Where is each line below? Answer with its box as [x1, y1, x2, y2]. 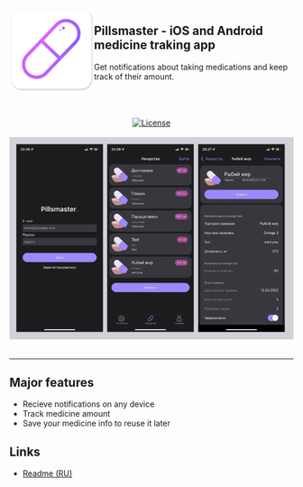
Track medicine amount [22, 409, 111, 419]
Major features [9, 374, 95, 390]
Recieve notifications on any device [22, 399, 155, 409]
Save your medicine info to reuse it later [22, 418, 171, 429]
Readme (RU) [22, 468, 73, 479]
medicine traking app [94, 38, 216, 53]
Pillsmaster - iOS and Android [94, 23, 263, 39]
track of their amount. [94, 70, 175, 82]
